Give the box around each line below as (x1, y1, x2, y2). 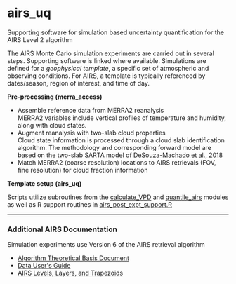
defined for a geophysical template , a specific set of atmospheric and (7, 64, 209, 72)
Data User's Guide (17, 262, 71, 270)
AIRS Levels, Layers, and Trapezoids (17, 269, 124, 278)
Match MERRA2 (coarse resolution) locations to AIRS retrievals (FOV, (17, 158, 216, 166)
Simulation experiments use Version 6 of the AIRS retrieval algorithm (7, 241, 205, 249)
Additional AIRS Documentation (7, 224, 118, 234)
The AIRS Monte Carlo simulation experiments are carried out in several (7, 49, 214, 58)
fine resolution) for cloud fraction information (17, 165, 148, 174)
